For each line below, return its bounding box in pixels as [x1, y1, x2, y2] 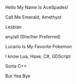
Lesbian [5, 24, 22, 30]
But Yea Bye [5, 73, 31, 79]
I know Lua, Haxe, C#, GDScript [5, 53, 71, 59]
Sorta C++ [5, 63, 27, 69]
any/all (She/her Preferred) [5, 34, 61, 39]
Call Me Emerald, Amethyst [5, 14, 62, 20]
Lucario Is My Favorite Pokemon [5, 44, 72, 50]
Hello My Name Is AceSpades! [5, 5, 68, 10]
